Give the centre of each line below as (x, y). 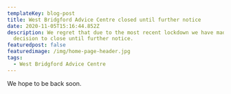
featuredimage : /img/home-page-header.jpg (69, 52)
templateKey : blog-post (41, 13)
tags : (15, 58)
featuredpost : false (37, 45)
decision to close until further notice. (74, 39)
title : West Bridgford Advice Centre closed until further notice (104, 20)
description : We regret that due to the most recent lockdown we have (110, 32)
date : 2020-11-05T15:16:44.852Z (53, 26)
